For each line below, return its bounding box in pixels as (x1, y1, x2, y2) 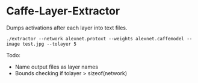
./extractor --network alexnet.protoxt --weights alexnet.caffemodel (6, 35, 185, 41)
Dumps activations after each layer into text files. (6, 24, 128, 31)
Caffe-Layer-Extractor (6, 4, 120, 18)
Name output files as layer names (14, 63, 98, 70)
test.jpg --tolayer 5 (22, 41, 77, 47)
